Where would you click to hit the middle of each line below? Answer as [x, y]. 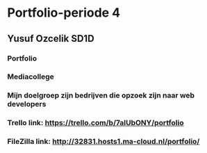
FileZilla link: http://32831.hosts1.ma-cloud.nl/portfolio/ [104, 142]
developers [27, 104]
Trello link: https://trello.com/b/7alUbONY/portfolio [96, 123]
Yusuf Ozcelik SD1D [51, 39]
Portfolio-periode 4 [64, 13]
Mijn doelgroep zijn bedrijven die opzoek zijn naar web [101, 95]
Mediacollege [31, 76]
